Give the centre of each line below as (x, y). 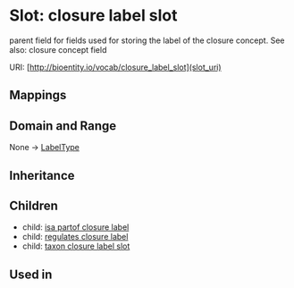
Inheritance (42, 175)
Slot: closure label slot (93, 16)
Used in (31, 274)
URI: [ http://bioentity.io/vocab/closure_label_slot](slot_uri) (115, 67)
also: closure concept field (58, 49)
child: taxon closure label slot (76, 246)
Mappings (38, 95)
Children (34, 205)
